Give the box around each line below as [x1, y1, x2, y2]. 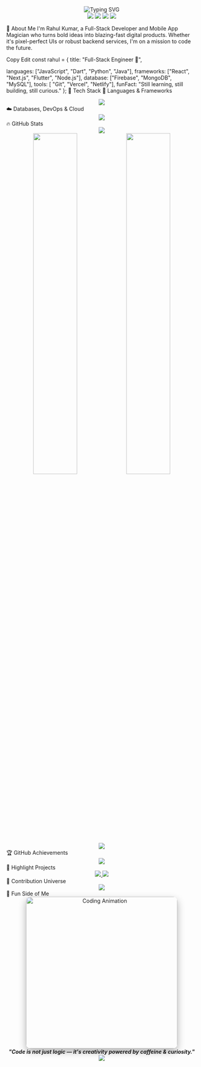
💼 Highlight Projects [6, 864, 56, 871]
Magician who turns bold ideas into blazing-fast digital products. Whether [6, 32, 190, 38]
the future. [6, 44, 33, 51]
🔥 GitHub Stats [6, 120, 44, 127]
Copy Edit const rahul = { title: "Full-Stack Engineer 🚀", [6, 56, 142, 63]
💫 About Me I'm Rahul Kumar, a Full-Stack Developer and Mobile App [6, 25, 179, 32]
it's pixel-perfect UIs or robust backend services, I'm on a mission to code [6, 38, 191, 45]
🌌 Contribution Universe [6, 878, 67, 884]
